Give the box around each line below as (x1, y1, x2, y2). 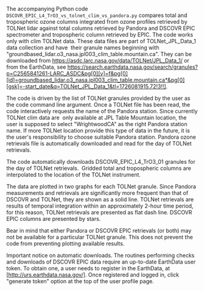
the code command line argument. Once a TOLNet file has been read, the (6, 101, 191, 108)
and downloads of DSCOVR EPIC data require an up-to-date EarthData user (6, 258, 196, 265)
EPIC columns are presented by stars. (6, 216, 101, 222)
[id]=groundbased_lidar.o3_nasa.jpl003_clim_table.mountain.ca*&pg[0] (6, 76, 185, 83)
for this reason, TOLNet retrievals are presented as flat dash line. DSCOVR (6, 209, 192, 216)
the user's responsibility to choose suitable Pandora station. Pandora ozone (6, 133, 196, 141)
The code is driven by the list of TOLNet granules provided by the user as (6, 94, 191, 102)
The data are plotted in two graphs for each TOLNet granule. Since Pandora (6, 183, 197, 190)
